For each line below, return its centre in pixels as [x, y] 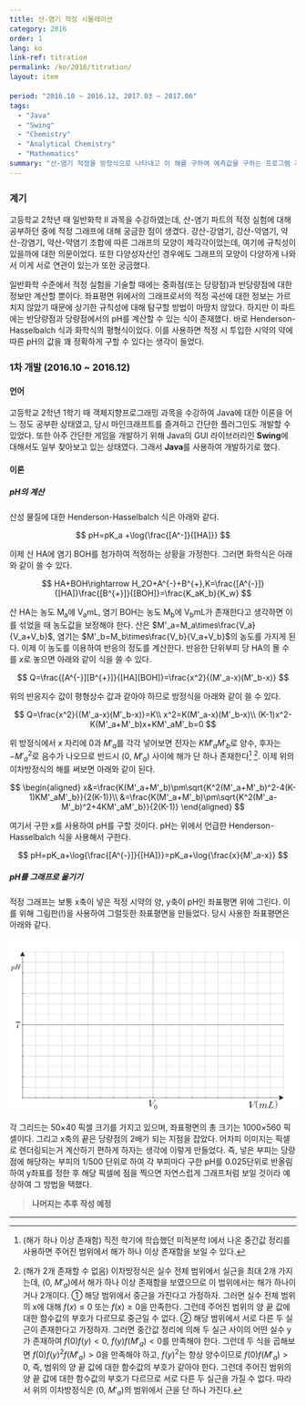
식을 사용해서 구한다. [94, 836]
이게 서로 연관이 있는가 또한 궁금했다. [84, 265]
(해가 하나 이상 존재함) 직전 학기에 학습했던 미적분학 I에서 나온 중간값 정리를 [157, 1240]
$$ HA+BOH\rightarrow [86, 583]
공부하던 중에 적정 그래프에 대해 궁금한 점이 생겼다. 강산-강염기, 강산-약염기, [144, 231]
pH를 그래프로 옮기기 [46, 877]
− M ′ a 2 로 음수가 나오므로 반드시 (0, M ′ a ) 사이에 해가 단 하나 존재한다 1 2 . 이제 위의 [152, 756]
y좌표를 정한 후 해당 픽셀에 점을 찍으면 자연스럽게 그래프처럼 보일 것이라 [153, 1173]
